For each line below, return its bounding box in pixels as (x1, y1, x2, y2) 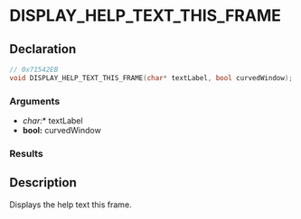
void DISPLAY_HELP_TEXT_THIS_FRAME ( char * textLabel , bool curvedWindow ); (9, 73, 294, 82)
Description (9, 175, 77, 190)
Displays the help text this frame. (9, 199, 133, 210)
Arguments (9, 95, 61, 107)
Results (9, 147, 43, 160)
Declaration (9, 41, 77, 57)
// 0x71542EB (9, 65, 59, 74)
